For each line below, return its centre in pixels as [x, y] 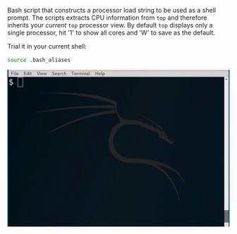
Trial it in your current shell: [47, 46]
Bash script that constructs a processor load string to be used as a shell [112, 10]
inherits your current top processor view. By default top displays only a [110, 25]
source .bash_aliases [39, 60]
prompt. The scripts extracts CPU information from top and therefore [107, 18]
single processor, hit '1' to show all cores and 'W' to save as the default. [111, 32]
